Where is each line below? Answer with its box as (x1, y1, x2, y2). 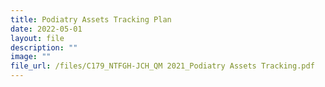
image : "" (10, 52, 52, 62)
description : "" (10, 42, 78, 53)
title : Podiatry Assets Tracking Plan (10, 14, 172, 25)
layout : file (10, 33, 65, 43)
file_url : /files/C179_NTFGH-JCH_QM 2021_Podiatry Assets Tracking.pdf (10, 61, 315, 71)
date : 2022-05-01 (10, 24, 83, 34)
